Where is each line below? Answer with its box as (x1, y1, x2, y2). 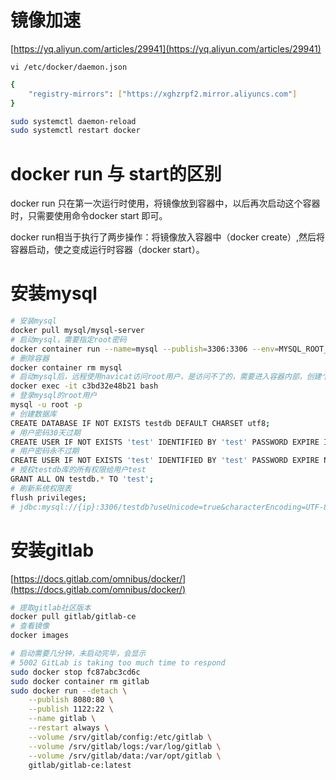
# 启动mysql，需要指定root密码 (10, 334, 127, 345)
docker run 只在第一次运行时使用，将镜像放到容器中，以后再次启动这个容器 (10, 197, 321, 210)
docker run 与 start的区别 (10, 162, 222, 185)
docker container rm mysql (10, 362, 123, 373)
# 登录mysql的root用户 (10, 391, 98, 401)
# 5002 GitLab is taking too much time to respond (10, 657, 226, 668)
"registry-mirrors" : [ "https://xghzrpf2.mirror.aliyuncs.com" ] (28, 89, 298, 99)
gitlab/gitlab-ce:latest (28, 760, 132, 770)
